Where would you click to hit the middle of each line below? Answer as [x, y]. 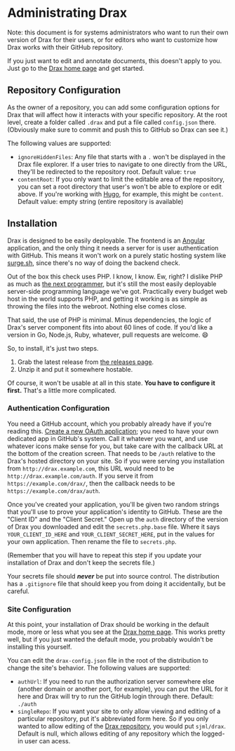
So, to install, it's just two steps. [53, 348]
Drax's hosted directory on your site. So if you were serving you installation [116, 461]
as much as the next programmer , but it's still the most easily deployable [112, 284]
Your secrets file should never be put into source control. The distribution [113, 576]
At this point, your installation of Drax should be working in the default [108, 625]
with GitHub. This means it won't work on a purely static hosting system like [117, 255]
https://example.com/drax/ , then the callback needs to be [91, 483]
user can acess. [47, 741]
